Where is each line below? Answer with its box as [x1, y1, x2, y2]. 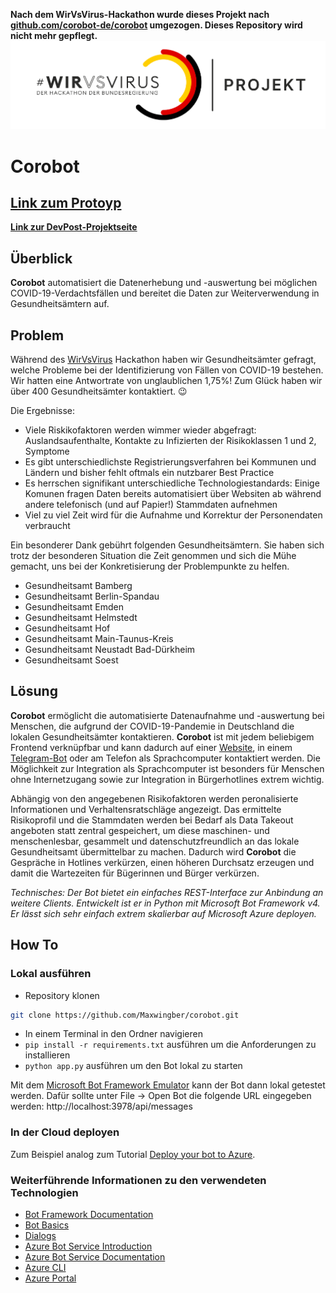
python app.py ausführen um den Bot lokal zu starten [24, 1060, 243, 1072]
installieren [24, 1049, 71, 1061]
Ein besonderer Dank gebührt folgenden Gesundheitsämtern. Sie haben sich [10, 539, 325, 551]
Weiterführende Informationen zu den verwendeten [10, 1173, 267, 1187]
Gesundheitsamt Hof [24, 622, 111, 634]
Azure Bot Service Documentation [24, 1250, 166, 1263]
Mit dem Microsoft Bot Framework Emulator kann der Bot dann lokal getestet [10, 1079, 326, 1091]
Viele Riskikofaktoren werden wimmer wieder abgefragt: [24, 424, 257, 436]
